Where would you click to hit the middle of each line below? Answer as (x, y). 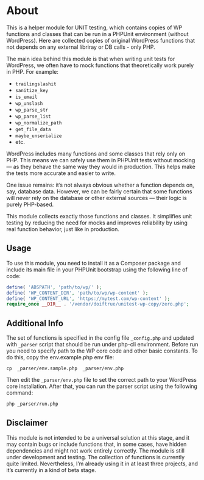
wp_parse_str (32, 110)
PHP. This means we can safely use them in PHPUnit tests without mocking (101, 160)
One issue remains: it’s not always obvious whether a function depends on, (100, 185)
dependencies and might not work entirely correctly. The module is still (95, 450)
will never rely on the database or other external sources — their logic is (97, 198)
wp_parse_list (33, 116)
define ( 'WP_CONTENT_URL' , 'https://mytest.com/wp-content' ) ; (88, 299)
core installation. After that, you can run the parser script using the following (102, 386)
